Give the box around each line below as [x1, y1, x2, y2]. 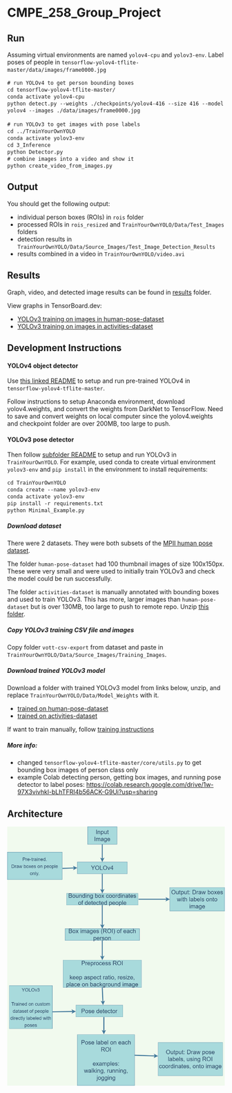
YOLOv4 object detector [7, 361, 79, 370]
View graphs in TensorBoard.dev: [7, 301, 102, 310]
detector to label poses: [17, 781, 85, 789]
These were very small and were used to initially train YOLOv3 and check [7, 567, 215, 576]
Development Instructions [7, 342, 122, 354]
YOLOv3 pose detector [7, 435, 75, 444]
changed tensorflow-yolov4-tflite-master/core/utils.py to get [17, 759, 202, 767]
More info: [7, 741, 38, 749]
